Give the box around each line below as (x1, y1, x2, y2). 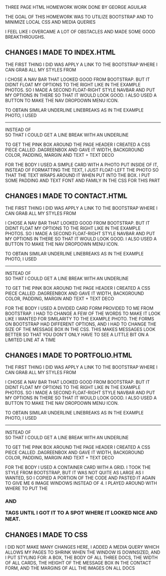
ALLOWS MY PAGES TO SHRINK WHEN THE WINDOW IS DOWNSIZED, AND (5, 549, 161, 555)
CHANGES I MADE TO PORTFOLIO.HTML (5, 351, 132, 360)
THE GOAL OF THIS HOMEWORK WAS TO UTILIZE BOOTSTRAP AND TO (5, 14, 154, 19)
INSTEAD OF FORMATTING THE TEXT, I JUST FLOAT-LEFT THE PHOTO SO (5, 167, 159, 173)
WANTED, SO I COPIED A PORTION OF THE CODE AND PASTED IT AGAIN (5, 475, 156, 481)
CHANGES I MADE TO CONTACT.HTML (5, 192, 127, 200)
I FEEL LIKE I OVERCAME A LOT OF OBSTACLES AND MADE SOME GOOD (5, 29, 156, 34)
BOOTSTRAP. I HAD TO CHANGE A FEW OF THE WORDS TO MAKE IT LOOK (5, 310, 161, 317)
